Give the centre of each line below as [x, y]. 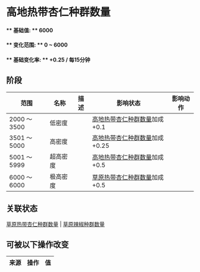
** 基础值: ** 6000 [30, 30]
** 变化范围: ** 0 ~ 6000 [37, 45]
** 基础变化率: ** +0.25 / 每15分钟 [48, 60]
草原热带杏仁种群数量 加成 [128, 177]
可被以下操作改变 [37, 244]
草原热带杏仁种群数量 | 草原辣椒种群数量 [56, 224]
